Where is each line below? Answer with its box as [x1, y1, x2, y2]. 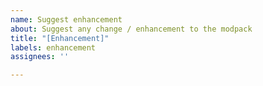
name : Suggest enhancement [10, 14, 123, 25]
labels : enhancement [10, 42, 97, 53]
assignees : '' [10, 52, 70, 62]
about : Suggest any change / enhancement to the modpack [10, 24, 253, 34]
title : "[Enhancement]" [10, 33, 110, 43]
